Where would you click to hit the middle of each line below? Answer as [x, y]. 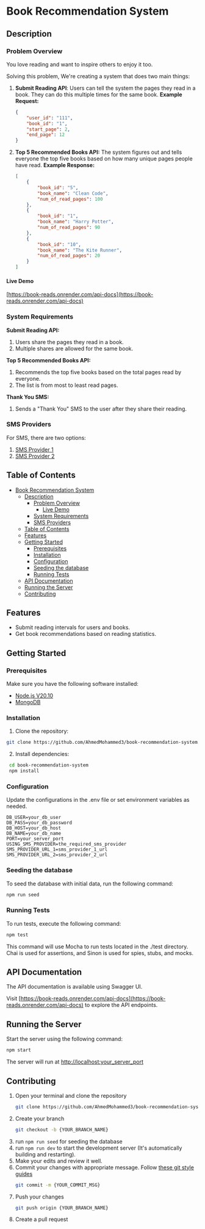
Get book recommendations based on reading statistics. [86, 634]
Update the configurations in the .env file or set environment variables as [98, 800]
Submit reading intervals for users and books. [72, 627]
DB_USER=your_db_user [34, 818]
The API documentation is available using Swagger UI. [74, 987]
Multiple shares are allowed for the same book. [74, 348]
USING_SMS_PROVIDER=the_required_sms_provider [67, 844]
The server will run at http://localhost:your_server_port [75, 1062]
